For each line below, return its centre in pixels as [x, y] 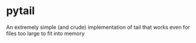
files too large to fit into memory [46, 33]
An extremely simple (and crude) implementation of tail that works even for [98, 27]
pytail [21, 11]
